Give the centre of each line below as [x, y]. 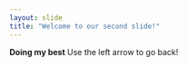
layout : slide [36, 18]
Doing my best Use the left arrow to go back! [94, 52]
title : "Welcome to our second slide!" [85, 26]
